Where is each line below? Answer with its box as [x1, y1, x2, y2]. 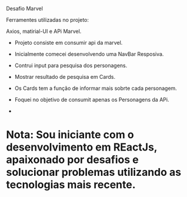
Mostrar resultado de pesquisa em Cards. [14, 74, 116, 80]
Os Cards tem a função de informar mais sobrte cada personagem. [14, 85, 178, 92]
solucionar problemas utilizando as [6, 166, 181, 179]
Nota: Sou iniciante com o [6, 128, 134, 142]
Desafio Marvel [6, 5, 43, 12]
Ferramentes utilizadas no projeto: [6, 16, 89, 23]
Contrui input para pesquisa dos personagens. [14, 62, 128, 69]
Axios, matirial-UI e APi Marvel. [6, 28, 82, 35]
